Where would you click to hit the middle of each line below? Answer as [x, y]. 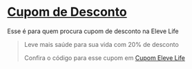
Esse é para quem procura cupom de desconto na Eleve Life [93, 31]
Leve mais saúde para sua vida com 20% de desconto [102, 44]
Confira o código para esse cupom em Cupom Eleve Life [104, 58]
